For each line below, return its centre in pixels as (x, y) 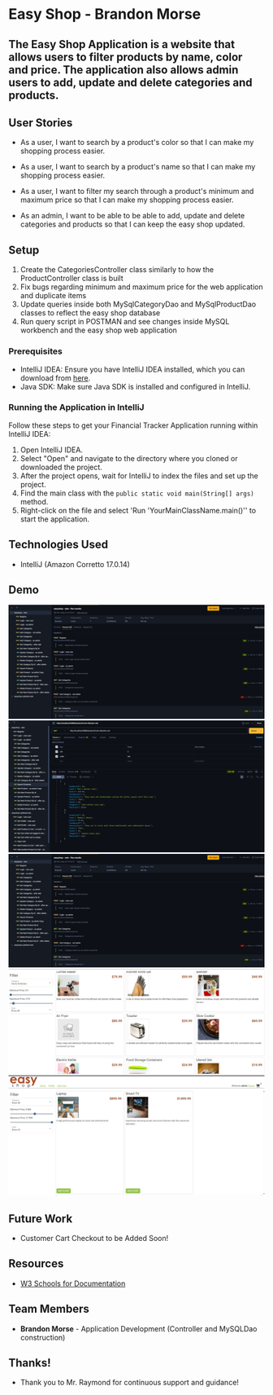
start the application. (55, 519)
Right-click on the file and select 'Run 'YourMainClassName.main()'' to (138, 510)
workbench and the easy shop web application (98, 330)
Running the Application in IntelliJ (76, 407)
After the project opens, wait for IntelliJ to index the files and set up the (139, 475)
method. (34, 501)
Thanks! (30, 1363)
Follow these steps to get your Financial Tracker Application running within (133, 425)
